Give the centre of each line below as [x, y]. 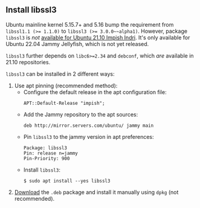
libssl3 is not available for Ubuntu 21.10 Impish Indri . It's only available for [98, 37]
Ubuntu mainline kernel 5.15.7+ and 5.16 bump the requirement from [90, 24]
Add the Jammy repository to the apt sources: [81, 114]
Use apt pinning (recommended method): [66, 86]
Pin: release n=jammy [50, 153]
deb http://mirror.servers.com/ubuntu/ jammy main [89, 126]
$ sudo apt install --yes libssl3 [67, 181]
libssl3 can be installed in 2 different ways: [60, 74]
